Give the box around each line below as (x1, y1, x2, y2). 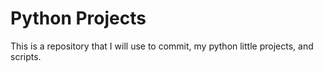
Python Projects (10, 7, 147, 30)
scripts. (10, 50, 42, 62)
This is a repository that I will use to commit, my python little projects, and (10, 40, 314, 52)
